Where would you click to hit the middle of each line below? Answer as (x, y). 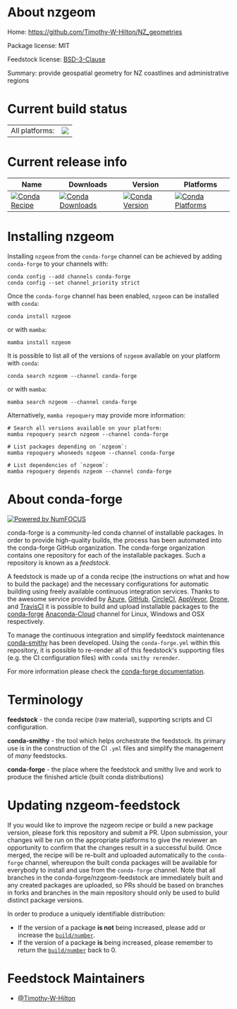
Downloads (88, 184)
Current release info (67, 162)
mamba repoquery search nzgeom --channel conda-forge (88, 434)
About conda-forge (65, 499)
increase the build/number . (56, 935)
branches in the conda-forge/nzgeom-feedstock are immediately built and (115, 878)
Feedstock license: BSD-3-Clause (56, 59)
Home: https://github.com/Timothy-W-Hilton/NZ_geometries (95, 32)
